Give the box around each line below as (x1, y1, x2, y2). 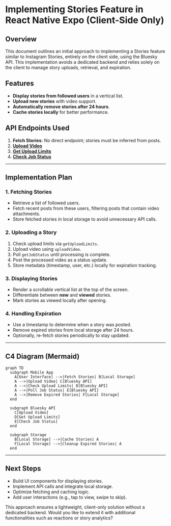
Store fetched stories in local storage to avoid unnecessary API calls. (12, 216, 157, 222)
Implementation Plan (5, 173, 73, 182)
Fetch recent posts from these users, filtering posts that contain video (12, 205, 159, 212)
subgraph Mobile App (10, 370, 53, 375)
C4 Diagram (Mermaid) (5, 352, 80, 360)
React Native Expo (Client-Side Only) (5, 14, 164, 26)
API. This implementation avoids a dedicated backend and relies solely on (5, 59, 160, 65)
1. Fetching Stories (5, 188, 52, 195)
